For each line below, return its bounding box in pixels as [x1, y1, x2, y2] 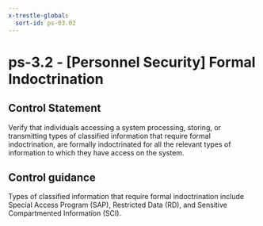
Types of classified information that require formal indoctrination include [8, 192, 244, 201]
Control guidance [8, 170, 97, 184]
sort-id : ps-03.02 [15, 19, 77, 27]
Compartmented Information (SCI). [8, 209, 121, 218]
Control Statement [8, 102, 101, 115]
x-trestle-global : [8, 11, 69, 20]
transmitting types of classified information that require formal [8, 131, 212, 140]
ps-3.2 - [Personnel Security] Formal [8, 53, 256, 71]
